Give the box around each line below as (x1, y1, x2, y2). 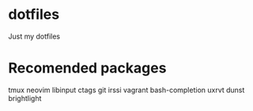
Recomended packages (8, 59, 167, 77)
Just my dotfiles (8, 31, 61, 41)
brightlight (8, 93, 42, 103)
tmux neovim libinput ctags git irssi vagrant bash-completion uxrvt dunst (8, 85, 245, 94)
